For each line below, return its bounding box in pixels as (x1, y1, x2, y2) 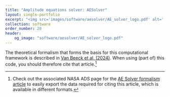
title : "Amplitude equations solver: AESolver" (5, 7, 108, 13)
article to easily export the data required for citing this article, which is (12, 81, 159, 87)
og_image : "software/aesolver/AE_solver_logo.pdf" (14, 36, 123, 41)
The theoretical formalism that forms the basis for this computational (5, 49, 148, 56)
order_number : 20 (5, 26, 42, 31)
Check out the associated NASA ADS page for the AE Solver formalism (12, 75, 160, 81)
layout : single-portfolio (5, 12, 60, 17)
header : (5, 31, 22, 36)
